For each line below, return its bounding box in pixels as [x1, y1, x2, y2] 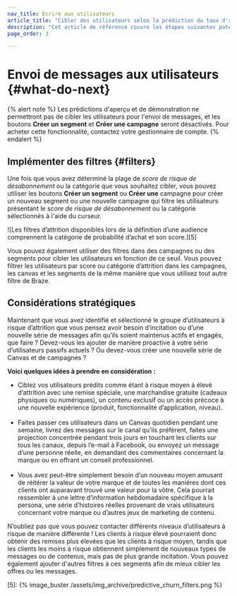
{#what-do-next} [7, 82, 111, 97]
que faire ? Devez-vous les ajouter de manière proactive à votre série [7, 338, 208, 347]
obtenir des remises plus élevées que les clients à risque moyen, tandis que [7, 537, 227, 545]
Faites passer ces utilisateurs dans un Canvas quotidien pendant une [17, 418, 219, 427]
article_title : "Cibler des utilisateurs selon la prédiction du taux [7, 17, 219, 24]
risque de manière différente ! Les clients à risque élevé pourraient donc [7, 529, 217, 537]
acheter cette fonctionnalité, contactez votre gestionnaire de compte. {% [7, 128, 219, 136]
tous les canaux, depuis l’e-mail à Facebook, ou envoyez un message [17, 441, 219, 449]
